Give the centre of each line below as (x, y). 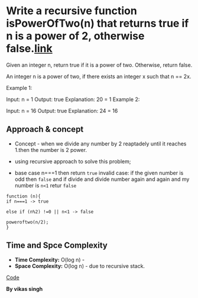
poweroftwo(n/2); (27, 222)
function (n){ (24, 196)
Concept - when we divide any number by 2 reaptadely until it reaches (100, 144)
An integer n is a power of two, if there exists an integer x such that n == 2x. (99, 76)
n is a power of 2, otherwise (75, 36)
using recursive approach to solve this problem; (73, 161)
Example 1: (19, 88)
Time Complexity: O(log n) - (50, 260)
